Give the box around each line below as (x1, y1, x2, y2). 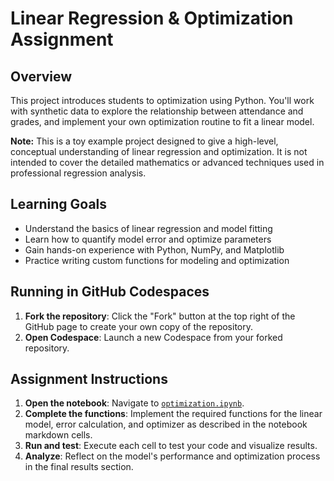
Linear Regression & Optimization (10, 7, 294, 30)
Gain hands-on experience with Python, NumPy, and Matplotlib (24, 243, 285, 256)
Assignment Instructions (10, 371, 168, 388)
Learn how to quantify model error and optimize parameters (24, 233, 272, 245)
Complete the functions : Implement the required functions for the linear (24, 408, 323, 420)
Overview (10, 68, 73, 85)
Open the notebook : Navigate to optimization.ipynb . (24, 397, 245, 409)
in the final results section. (24, 461, 134, 473)
